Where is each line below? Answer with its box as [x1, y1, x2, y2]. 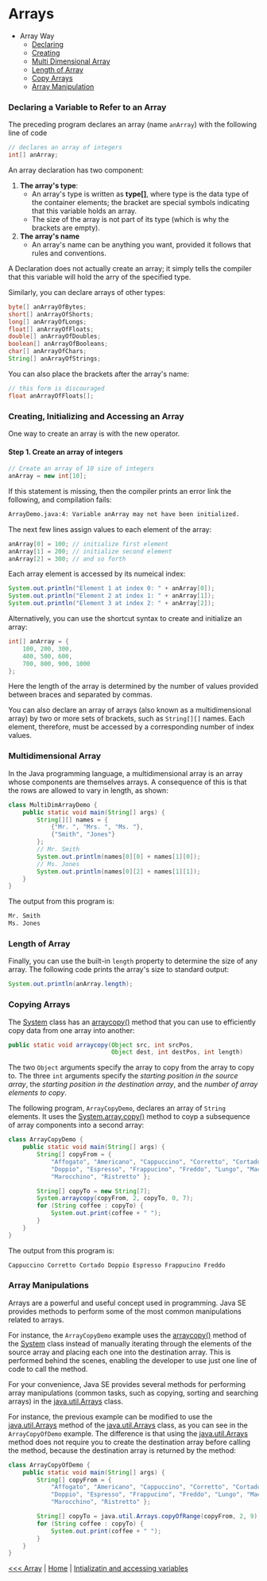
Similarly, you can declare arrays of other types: [8, 287, 165, 297]
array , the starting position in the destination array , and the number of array [8, 1079, 258, 1090]
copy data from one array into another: [8, 1025, 135, 1035]
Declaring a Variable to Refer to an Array [8, 101, 167, 112]
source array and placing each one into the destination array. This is [8, 1347, 231, 1357]
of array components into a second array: [8, 1121, 145, 1130]
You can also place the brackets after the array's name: [8, 369, 189, 379]
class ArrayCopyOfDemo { [8, 1461, 91, 1469]
